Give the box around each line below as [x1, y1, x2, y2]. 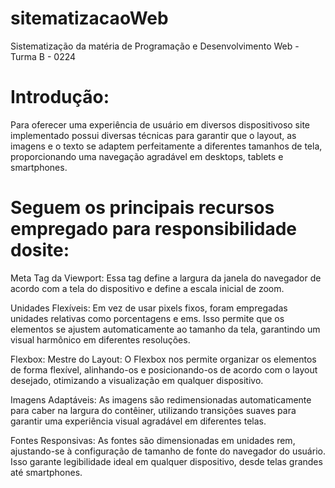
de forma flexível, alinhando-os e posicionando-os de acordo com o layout [10, 363, 318, 376]
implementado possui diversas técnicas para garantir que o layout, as [10, 129, 297, 141]
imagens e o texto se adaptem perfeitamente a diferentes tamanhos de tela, [10, 140, 323, 152]
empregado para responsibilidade [10, 218, 298, 241]
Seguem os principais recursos [10, 197, 275, 219]
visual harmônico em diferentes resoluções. [10, 333, 191, 346]
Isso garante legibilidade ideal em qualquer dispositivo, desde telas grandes [10, 455, 323, 467]
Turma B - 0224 [10, 50, 77, 62]
